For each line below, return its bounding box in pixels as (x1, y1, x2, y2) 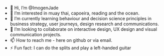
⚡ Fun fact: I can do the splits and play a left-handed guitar (10, 45, 131, 50)
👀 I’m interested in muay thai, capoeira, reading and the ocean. (10, 10, 139, 16)
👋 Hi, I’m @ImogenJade (10, 5, 59, 11)
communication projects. (10, 32, 62, 37)
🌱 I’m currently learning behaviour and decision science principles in (10, 16, 152, 21)
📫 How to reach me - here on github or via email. (10, 37, 113, 43)
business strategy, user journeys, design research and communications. (10, 21, 159, 27)
